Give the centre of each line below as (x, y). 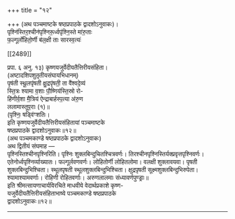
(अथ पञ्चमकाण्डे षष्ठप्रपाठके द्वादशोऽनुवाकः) (55, 138)
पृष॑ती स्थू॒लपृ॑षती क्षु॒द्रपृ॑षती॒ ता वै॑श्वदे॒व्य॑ (47, 83)
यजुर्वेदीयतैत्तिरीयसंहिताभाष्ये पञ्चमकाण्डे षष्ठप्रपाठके (62, 193)
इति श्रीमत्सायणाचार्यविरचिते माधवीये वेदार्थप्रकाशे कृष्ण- (65, 185)
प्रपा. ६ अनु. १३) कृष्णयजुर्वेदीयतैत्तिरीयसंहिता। (58, 67)
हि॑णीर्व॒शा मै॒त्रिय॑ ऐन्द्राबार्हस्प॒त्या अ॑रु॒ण (45, 99)
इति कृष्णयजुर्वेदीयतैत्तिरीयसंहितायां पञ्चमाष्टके (56, 122)
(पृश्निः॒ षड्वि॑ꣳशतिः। (29, 114)
